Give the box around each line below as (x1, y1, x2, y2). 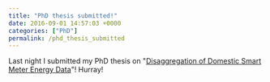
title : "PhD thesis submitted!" (8, 11, 118, 20)
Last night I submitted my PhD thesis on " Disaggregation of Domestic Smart (8, 56, 262, 66)
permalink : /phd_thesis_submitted (8, 34, 126, 43)
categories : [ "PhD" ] (8, 27, 79, 35)
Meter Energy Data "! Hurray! (8, 65, 104, 75)
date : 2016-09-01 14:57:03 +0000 (8, 19, 122, 27)
